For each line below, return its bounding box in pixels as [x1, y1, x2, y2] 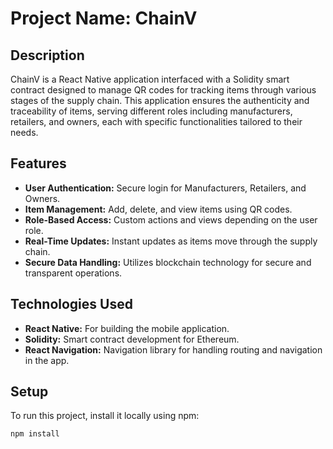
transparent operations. [24, 267, 123, 279]
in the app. [24, 354, 70, 366]
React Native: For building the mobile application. [24, 322, 230, 334]
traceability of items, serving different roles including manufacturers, [10, 105, 293, 117]
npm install [10, 429, 60, 439]
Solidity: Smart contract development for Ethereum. [24, 333, 240, 345]
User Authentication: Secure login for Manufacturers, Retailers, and [24, 182, 307, 194]
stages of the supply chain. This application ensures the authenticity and [10, 95, 310, 106]
